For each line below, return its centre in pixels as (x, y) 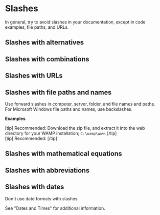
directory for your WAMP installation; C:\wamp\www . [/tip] (61, 133)
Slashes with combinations (47, 59)
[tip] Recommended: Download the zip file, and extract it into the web (75, 128)
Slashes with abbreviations (47, 170)
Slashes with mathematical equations (64, 154)
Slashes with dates (35, 187)
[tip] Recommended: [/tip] (31, 138)
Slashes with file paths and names (58, 92)
